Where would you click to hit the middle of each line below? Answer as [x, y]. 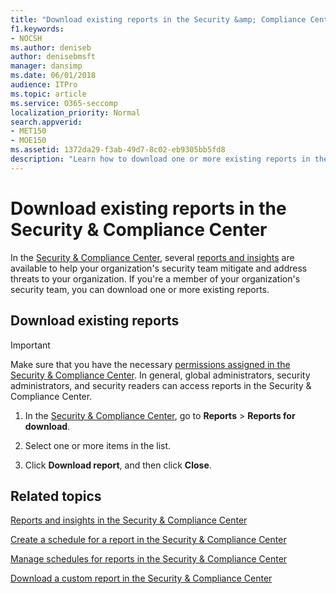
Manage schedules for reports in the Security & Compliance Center [149, 559]
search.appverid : [46, 122]
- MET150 [28, 131]
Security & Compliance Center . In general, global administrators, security [160, 375]
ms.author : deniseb [51, 47]
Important [30, 345]
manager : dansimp [46, 66]
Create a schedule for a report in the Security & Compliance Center [148, 540]
